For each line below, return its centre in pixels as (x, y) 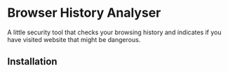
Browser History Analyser (84, 13)
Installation (32, 62)
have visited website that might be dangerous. (74, 39)
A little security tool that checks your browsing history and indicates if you (114, 32)
